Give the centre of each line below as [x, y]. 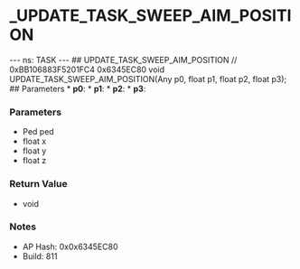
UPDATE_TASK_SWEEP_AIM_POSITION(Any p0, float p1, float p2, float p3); [148, 79]
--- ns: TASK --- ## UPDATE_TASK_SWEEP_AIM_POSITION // [123, 60]
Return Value [38, 184]
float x [34, 142]
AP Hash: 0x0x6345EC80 [70, 246]
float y [34, 151]
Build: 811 [40, 256]
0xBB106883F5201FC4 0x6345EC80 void [87, 70]
